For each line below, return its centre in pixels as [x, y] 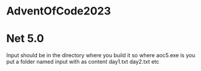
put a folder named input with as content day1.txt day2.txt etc [83, 62]
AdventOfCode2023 [59, 11]
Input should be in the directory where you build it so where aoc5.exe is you [101, 55]
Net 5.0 [25, 39]
